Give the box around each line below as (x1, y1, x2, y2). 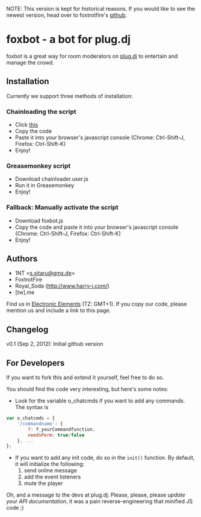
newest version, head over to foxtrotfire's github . (6, 11, 128, 19)
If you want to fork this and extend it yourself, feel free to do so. (6, 374, 164, 381)
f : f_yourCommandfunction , (28, 426, 96, 433)
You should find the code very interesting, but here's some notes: (6, 386, 169, 393)
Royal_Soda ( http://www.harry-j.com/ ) (14, 283, 110, 290)
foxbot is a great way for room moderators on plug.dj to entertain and (6, 52, 178, 60)
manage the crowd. (6, 58, 54, 66)
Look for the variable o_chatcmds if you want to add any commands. (14, 397, 185, 404)
